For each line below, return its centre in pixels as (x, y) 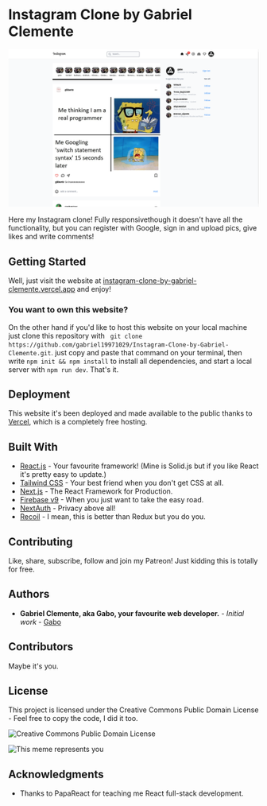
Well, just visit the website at (55, 281)
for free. (21, 569)
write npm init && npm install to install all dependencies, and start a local (130, 361)
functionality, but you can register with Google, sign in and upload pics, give (133, 228)
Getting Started (47, 261)
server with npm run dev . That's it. (64, 369)
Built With (33, 447)
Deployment (39, 394)
